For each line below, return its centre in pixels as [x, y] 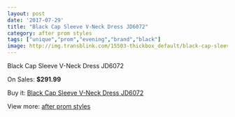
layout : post [26, 14]
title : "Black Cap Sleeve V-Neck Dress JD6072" [78, 26]
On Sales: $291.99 [34, 79]
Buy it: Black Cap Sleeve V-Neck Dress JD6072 [76, 93]
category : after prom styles [50, 33]
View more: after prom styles [49, 106]
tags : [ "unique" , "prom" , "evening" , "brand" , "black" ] [84, 40]
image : [17, 46]
